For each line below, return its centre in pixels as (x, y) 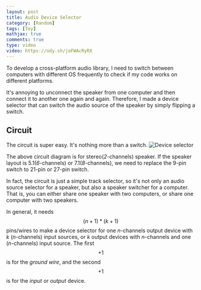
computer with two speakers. (42, 200)
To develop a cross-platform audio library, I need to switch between (90, 68)
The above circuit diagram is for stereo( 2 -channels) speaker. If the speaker (99, 156)
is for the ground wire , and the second (53, 262)
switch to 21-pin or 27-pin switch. (48, 169)
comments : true (25, 40)
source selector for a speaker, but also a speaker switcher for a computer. (97, 187)
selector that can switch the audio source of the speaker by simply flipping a (101, 105)
